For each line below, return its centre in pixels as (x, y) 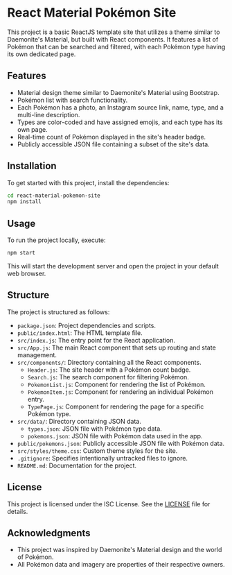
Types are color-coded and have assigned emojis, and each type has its (120, 122)
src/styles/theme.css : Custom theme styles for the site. (97, 450)
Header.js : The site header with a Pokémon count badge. (109, 370)
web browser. (27, 273)
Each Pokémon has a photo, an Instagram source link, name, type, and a (120, 107)
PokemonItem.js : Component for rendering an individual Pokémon (120, 392)
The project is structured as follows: (59, 312)
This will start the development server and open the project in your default (113, 266)
